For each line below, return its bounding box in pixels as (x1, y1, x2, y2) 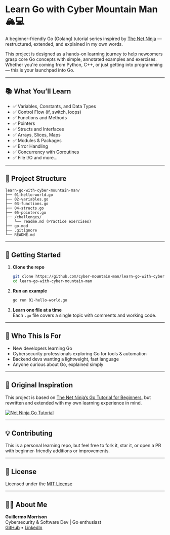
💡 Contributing (5, 429, 53, 438)
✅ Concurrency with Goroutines (12, 149, 79, 155)
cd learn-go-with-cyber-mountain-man (12, 279, 93, 284)
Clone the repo (12, 264, 45, 270)
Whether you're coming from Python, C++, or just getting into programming (5, 61, 163, 68)
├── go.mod (5, 223, 28, 228)
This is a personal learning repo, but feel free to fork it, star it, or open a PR (5, 443, 161, 449)
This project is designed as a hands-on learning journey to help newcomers (5, 51, 163, 57)
